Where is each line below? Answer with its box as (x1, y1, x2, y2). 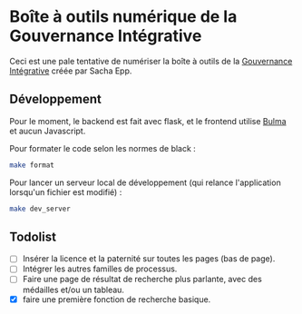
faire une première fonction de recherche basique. (22, 293, 211, 305)
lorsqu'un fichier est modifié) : (9, 186, 122, 197)
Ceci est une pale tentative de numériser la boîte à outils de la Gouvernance (9, 55, 293, 66)
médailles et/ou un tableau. (22, 284, 125, 295)
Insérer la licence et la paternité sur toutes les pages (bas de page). (22, 253, 276, 264)
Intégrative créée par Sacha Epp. (9, 65, 132, 76)
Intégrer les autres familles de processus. (22, 263, 178, 274)
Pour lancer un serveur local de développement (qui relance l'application (9, 177, 281, 188)
